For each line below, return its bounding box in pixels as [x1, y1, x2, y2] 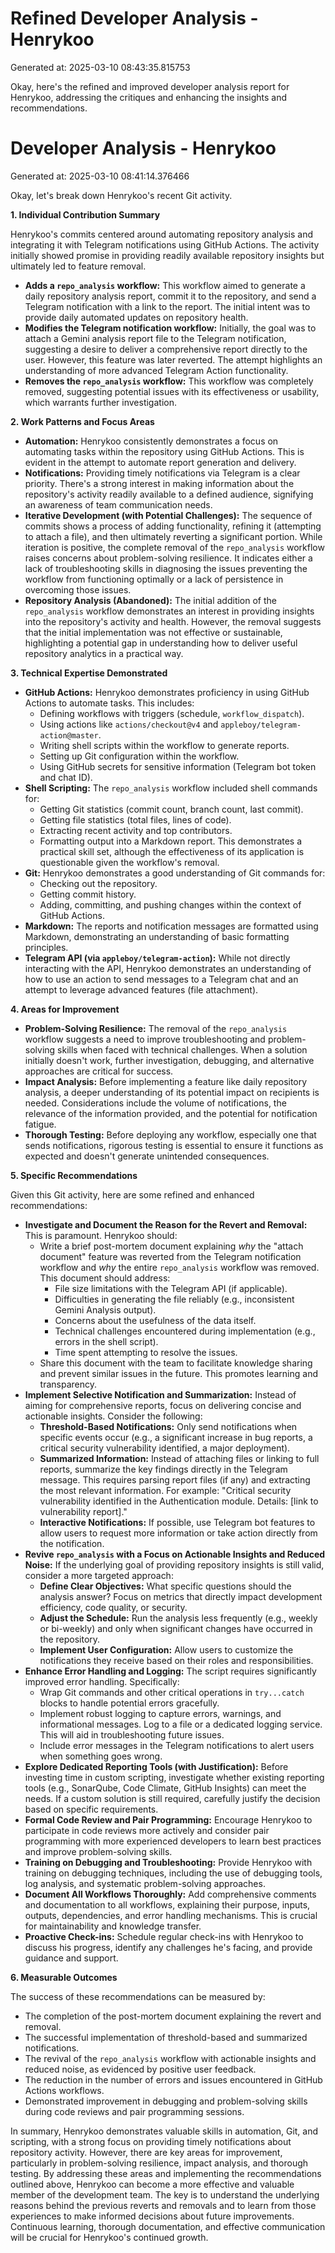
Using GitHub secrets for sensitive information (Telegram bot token [39, 760, 317, 772]
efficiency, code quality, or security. [39, 1601, 188, 1613]
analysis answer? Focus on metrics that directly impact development [39, 1590, 323, 1602]
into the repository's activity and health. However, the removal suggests [24, 615, 322, 627]
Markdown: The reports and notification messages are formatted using [24, 920, 319, 932]
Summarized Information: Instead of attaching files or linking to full [39, 1452, 320, 1464]
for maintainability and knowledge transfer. [24, 1920, 202, 1932]
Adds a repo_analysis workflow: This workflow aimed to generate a [24, 279, 306, 291]
